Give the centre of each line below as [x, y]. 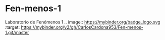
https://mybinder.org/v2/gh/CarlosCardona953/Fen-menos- [82, 27]
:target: [12, 27]
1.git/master [17, 32]
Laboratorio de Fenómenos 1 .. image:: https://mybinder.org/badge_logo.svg [83, 22]
